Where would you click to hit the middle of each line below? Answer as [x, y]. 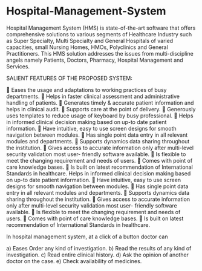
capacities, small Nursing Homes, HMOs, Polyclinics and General [87, 47]
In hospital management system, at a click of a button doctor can [87, 237]
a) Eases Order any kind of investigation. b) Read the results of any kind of [99, 248]
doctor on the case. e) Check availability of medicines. [74, 261]
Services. [18, 66]
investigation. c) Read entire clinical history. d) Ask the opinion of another [98, 255]
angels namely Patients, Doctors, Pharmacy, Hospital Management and [95, 60]
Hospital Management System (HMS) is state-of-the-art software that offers [101, 28]
